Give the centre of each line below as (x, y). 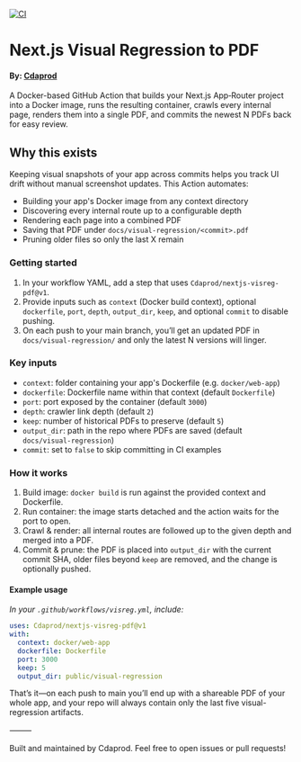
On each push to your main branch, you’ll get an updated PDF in (141, 330)
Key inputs (33, 363)
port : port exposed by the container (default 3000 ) (115, 401)
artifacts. (67, 713)
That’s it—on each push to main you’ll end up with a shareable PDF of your (147, 694)
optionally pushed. (57, 569)
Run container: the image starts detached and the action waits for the (150, 512)
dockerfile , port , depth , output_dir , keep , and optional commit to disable (155, 311)
